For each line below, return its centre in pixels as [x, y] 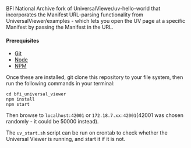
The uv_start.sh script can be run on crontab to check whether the [87, 133]
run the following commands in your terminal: [60, 84]
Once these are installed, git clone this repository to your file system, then [95, 77]
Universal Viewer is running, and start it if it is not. [66, 139]
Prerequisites [23, 40]
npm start [18, 105]
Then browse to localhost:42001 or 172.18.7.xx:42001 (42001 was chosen [95, 115]
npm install [20, 99]
